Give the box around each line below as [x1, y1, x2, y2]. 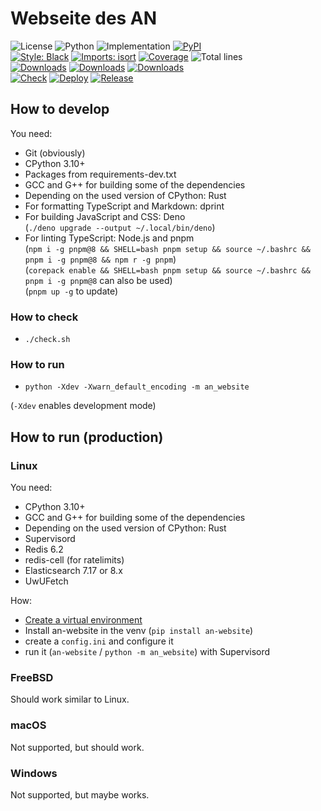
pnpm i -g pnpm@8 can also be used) [24, 274, 173, 286]
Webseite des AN [10, 7, 158, 30]
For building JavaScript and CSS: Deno [24, 210, 186, 222]
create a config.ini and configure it [24, 635, 174, 647]
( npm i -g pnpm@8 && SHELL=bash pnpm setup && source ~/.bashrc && [24, 242, 311, 254]
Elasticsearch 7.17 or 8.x [24, 565, 123, 577]
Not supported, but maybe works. [10, 788, 150, 801]
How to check [10, 310, 79, 324]
